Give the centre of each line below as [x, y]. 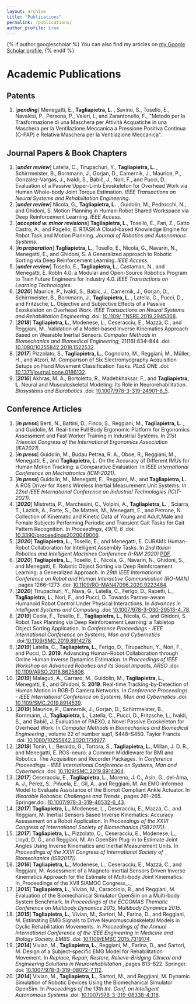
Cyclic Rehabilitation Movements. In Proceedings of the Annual [91, 926]
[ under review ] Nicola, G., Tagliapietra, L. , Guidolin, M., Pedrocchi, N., [100, 205]
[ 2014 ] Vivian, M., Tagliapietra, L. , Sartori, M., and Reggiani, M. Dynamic [102, 976]
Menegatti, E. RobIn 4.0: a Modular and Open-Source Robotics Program [101, 273]
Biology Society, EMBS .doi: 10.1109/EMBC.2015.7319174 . [83, 939]
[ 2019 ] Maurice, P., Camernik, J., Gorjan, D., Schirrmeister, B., [89, 709]
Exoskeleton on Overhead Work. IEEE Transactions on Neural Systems [100, 310]
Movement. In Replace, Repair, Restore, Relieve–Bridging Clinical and [98, 957]
